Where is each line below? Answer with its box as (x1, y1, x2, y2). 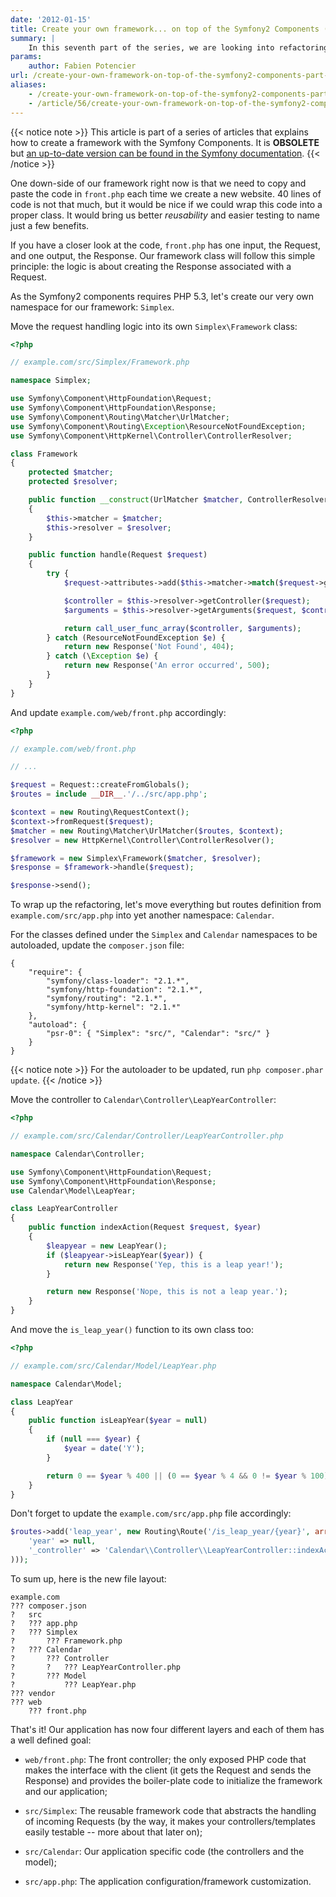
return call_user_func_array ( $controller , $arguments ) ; (63, 623, 302, 633)
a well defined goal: (10, 1734, 92, 1746)
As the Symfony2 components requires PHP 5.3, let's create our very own (10, 290, 315, 302)
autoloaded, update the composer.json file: (10, 939, 185, 951)
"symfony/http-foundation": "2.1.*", (46, 985, 203, 995)
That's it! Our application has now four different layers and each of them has (10, 1723, 325, 1735)
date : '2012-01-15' (10, 14, 92, 25)
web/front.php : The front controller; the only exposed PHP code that (24, 1753, 307, 1765)
